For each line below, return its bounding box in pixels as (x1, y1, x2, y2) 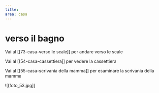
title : (5, 7, 19, 12)
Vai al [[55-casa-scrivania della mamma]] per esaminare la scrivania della (5, 68, 154, 74)
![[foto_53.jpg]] (5, 83, 35, 89)
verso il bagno (5, 33, 65, 44)
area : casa (5, 12, 28, 17)
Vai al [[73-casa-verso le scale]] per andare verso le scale (5, 49, 123, 55)
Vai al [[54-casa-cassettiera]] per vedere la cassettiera (5, 58, 117, 64)
